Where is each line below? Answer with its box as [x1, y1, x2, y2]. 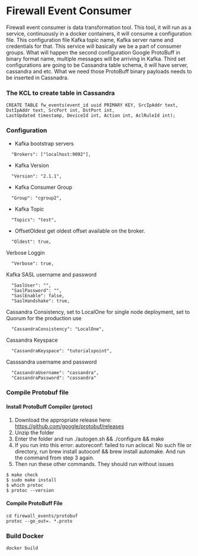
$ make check [6, 472, 38, 478]
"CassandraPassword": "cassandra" [11, 375, 96, 381]
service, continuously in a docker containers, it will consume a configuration [6, 30, 192, 37]
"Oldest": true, [11, 239, 51, 245]
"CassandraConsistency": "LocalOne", [11, 326, 105, 332]
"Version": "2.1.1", [11, 173, 62, 179]
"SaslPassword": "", [11, 287, 62, 294]
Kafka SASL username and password [6, 271, 97, 278]
